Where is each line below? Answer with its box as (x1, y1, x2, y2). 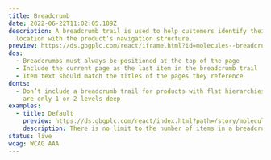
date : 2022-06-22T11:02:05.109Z (8, 19, 117, 27)
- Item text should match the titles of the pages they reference (15, 72, 244, 80)
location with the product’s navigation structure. (15, 34, 194, 43)
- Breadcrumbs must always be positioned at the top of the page (15, 57, 240, 65)
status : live (8, 132, 52, 140)
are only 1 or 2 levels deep (23, 95, 121, 103)
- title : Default (15, 110, 74, 118)
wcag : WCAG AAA (8, 139, 60, 148)
